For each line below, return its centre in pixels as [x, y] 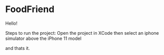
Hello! [11, 23]
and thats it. [18, 48]
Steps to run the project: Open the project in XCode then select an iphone [82, 33]
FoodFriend [30, 9]
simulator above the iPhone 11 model [43, 38]
